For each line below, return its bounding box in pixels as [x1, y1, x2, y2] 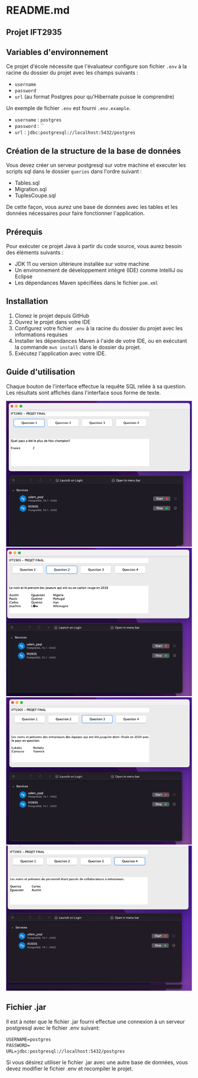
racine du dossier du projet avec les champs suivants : [6, 69, 138, 76]
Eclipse [14, 273, 33, 280]
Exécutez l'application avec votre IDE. [14, 350, 107, 357]
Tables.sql [14, 179, 40, 186]
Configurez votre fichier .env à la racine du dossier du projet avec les [14, 324, 183, 332]
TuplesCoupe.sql [14, 192, 56, 199]
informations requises [14, 331, 68, 338]
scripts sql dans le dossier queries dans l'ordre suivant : [6, 168, 143, 175]
